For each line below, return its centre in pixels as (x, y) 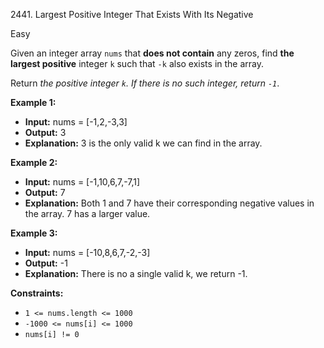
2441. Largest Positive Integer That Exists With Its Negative (132, 14)
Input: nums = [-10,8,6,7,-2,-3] (87, 252)
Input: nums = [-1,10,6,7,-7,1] (82, 182)
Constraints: (37, 293)
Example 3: (34, 233)
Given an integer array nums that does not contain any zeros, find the (152, 53)
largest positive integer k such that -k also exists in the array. (137, 63)
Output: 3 (45, 132)
